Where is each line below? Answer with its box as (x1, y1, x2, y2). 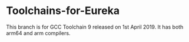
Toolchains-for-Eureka (6, 4, 120, 17)
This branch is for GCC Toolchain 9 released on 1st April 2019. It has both (6, 23, 184, 30)
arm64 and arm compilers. (6, 29, 71, 36)
